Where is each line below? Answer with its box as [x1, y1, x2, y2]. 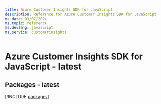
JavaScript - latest [5, 62, 82, 72]
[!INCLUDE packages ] [5, 94, 49, 99]
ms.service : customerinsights [5, 30, 67, 35]
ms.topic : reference [5, 21, 47, 26]
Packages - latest [5, 81, 60, 89]
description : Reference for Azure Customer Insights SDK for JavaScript [5, 12, 157, 17]
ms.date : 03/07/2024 [5, 16, 47, 21]
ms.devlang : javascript [5, 25, 54, 30]
